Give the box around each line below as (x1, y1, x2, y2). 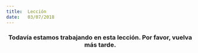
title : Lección (6, 8, 47, 15)
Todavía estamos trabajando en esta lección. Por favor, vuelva (8, 34, 193, 42)
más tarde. (84, 41, 116, 49)
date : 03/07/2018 (6, 14, 55, 20)
